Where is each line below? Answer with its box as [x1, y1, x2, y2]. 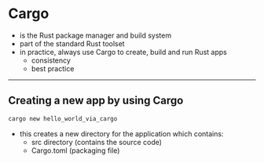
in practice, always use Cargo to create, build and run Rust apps [19, 47, 228, 56]
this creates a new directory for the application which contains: [19, 129, 224, 138]
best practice [31, 63, 75, 73]
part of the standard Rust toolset [19, 38, 125, 48]
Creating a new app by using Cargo [8, 94, 184, 107]
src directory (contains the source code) [31, 137, 163, 147]
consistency [31, 56, 71, 65]
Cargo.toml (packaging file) [31, 146, 120, 155]
